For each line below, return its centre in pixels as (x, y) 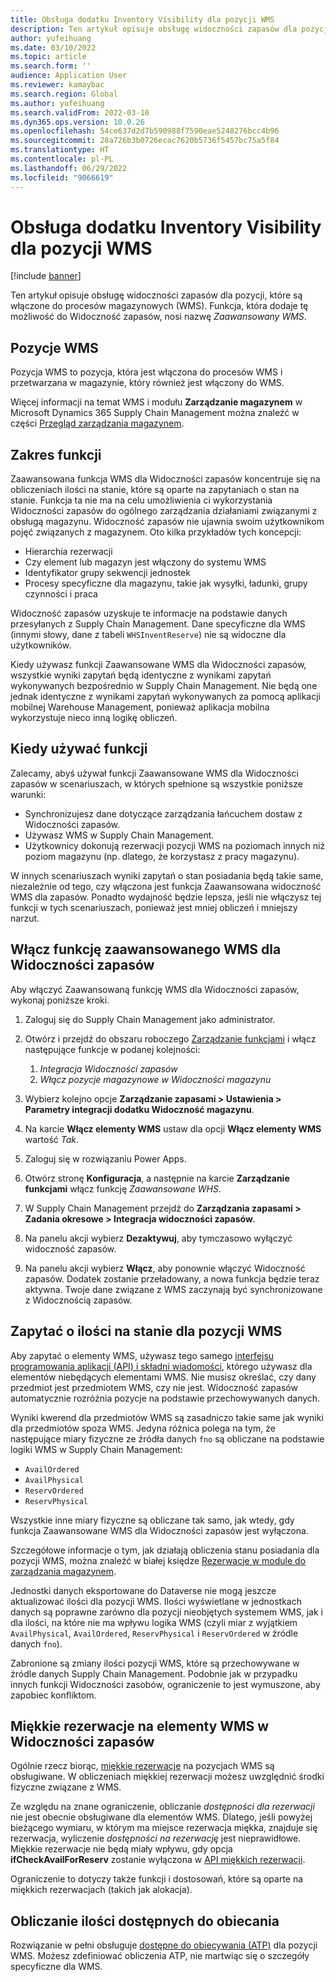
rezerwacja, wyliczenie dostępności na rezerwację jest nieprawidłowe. (156, 1838)
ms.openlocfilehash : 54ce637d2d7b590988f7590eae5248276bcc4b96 (145, 131)
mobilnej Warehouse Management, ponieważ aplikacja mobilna (140, 707)
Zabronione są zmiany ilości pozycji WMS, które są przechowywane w (155, 1663)
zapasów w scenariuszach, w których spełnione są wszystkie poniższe (156, 783)
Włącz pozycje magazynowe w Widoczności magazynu (155, 1079)
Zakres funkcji (56, 454)
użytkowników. (41, 645)
